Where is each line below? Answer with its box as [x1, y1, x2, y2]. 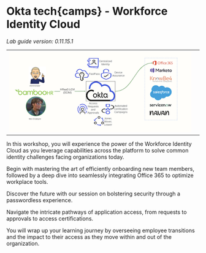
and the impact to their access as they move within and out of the [6, 233, 172, 240]
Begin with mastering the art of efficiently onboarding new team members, [6, 165, 195, 172]
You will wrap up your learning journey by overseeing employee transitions [6, 227, 195, 234]
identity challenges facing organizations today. [6, 153, 124, 160]
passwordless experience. [6, 196, 73, 203]
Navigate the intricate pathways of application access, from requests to [6, 208, 187, 216]
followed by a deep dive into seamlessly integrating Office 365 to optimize [6, 172, 194, 179]
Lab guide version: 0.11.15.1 [6, 37, 74, 45]
